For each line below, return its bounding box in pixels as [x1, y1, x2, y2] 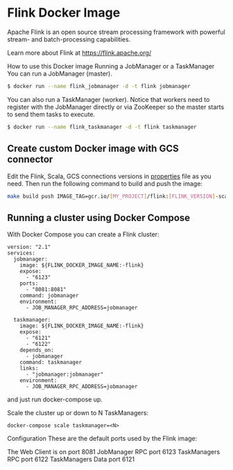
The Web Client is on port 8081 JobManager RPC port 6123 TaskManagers [7, 448, 221, 456]
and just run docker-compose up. [7, 395, 103, 403]
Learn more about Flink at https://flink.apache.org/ [7, 49, 151, 57]
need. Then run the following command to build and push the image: [7, 179, 203, 188]
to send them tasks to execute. [7, 110, 96, 119]
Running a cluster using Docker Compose [7, 211, 191, 223]
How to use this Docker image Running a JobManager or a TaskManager [7, 62, 215, 70]
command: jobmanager [19, 293, 79, 299]
